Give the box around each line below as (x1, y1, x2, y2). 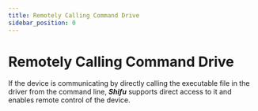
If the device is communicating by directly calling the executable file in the (8, 79, 250, 88)
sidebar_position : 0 (8, 19, 77, 27)
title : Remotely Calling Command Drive (8, 11, 140, 20)
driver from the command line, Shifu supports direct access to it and (8, 87, 232, 97)
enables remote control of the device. (8, 95, 131, 105)
